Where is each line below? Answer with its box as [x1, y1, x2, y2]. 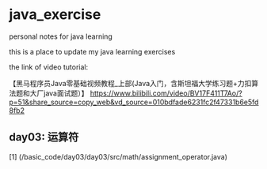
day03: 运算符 [9, 130, 79, 144]
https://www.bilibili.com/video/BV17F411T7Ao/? [90, 88, 242, 98]
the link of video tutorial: [9, 62, 89, 72]
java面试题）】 [43, 88, 89, 98]
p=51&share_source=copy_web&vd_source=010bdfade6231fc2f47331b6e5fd [9, 97, 259, 107]
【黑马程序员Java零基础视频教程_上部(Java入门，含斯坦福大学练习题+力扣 [9, 78, 252, 88]
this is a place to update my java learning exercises [9, 47, 176, 56]
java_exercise [9, 6, 101, 24]
